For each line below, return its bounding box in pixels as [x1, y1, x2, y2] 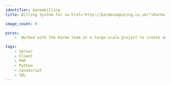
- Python [14, 63, 33, 68]
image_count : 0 [5, 21, 38, 26]
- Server [14, 49, 33, 54]
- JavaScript [14, 68, 42, 73]
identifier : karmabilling [5, 7, 60, 13]
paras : [5, 30, 19, 35]
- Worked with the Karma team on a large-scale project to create [14, 35, 160, 40]
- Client [14, 54, 33, 59]
